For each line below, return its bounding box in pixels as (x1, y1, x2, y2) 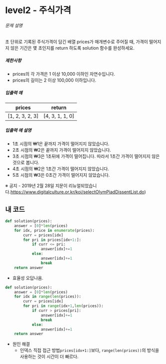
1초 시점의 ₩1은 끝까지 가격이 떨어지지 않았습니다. (12, 141, 110, 147)
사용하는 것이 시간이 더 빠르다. (19, 353, 79, 359)
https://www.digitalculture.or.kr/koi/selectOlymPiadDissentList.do (10, 189, 145, 195)
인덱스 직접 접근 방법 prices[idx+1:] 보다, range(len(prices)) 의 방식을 (19, 347, 160, 353)
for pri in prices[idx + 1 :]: (23, 237, 81, 242)
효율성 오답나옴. (12, 275, 43, 281)
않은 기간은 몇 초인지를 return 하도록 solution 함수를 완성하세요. (10, 45, 135, 51)
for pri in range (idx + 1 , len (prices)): (23, 303, 104, 308)
